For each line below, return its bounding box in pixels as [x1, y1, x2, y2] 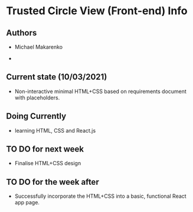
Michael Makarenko [14, 43, 63, 50]
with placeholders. [14, 94, 60, 101]
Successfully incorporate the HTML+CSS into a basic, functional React [14, 192, 187, 200]
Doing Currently [6, 111, 67, 121]
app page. [14, 199, 40, 206]
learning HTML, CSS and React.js [14, 127, 96, 134]
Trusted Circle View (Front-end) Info [6, 4, 188, 18]
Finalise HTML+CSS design [14, 160, 81, 167]
